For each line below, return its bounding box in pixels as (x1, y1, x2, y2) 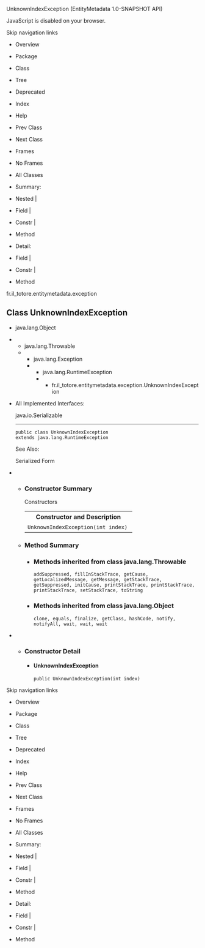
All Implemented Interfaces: (15, 399, 85, 407)
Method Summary (24, 541, 79, 550)
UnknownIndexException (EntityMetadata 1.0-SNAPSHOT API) (6, 6, 163, 12)
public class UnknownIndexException (15, 429, 109, 435)
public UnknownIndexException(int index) (33, 675, 140, 682)
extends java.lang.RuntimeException (15, 434, 109, 440)
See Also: (15, 445, 40, 453)
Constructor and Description (35, 513, 121, 521)
